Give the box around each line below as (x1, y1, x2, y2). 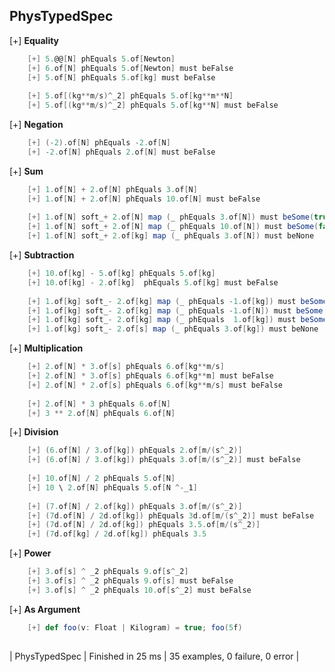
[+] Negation (9, 119, 64, 131)
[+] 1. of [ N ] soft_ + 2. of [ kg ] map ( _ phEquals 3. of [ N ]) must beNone (27, 231, 315, 241)
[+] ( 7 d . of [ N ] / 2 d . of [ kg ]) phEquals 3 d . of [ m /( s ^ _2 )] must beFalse (27, 510, 315, 521)
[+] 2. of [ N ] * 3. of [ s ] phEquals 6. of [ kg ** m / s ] (27, 362, 225, 372)
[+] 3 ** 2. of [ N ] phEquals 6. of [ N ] (27, 408, 176, 418)
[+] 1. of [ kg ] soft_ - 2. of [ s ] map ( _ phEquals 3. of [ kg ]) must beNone (27, 324, 319, 334)
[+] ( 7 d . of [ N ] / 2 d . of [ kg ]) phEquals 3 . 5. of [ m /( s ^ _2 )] (27, 520, 261, 530)
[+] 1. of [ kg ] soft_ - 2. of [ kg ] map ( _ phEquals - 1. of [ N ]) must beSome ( (27, 305, 328, 316)
